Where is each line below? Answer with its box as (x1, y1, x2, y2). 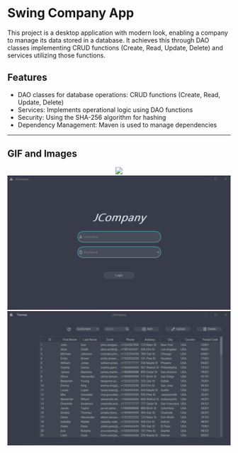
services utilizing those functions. (7, 51, 106, 60)
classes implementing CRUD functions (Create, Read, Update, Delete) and (7, 43, 223, 52)
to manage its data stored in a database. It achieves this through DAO (7, 35, 210, 44)
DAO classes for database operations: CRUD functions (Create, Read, (17, 90, 221, 99)
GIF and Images (7, 147, 78, 160)
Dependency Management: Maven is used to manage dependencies (17, 121, 217, 129)
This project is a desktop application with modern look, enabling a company (7, 28, 229, 37)
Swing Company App (7, 5, 135, 21)
